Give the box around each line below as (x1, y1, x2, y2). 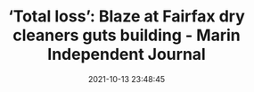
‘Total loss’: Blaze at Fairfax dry (7, 6, 246, 27)
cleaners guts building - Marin (12, 25, 242, 46)
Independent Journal (47, 45, 206, 64)
